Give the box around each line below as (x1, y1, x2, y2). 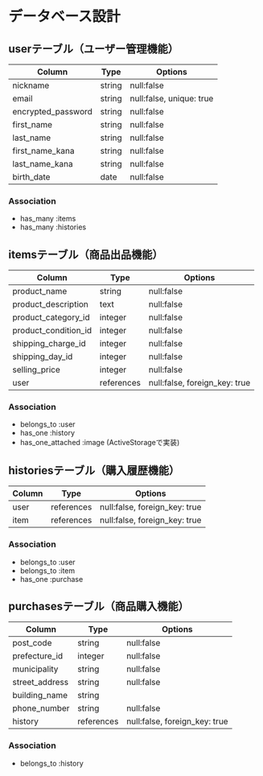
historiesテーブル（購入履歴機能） (8, 464, 180, 477)
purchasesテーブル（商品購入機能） (8, 599, 189, 613)
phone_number (12, 703, 70, 714)
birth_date (12, 171, 51, 182)
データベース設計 (8, 7, 121, 26)
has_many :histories (19, 222, 87, 232)
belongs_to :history (19, 758, 84, 768)
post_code (12, 638, 52, 649)
